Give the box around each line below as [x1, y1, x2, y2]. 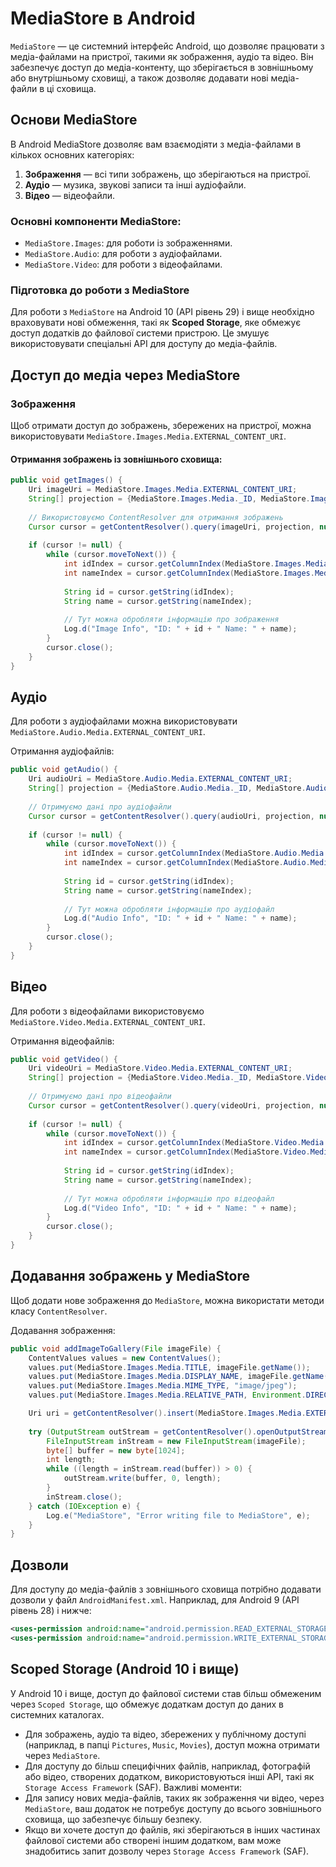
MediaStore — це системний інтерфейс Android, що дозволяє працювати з [10, 40, 325, 52]
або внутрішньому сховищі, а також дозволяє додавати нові [10, 72, 269, 84]
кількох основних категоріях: [10, 148, 135, 161]
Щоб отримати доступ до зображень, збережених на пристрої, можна [10, 420, 312, 432]
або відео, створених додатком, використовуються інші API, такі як [24, 1770, 315, 1782]
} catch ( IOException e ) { [28, 1501, 141, 1511]
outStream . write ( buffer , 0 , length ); [63, 1473, 222, 1484]
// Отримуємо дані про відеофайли [28, 1092, 172, 1102]
